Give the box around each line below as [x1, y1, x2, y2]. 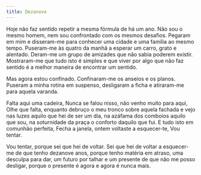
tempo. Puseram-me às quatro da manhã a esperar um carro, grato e [6, 44, 177, 52]
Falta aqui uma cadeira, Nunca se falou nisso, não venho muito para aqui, [6, 99, 188, 107]
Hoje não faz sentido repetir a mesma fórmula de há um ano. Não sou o [6, 25, 183, 32]
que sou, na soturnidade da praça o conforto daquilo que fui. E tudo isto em [6, 118, 194, 126]
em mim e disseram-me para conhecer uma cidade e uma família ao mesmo [6, 38, 194, 45]
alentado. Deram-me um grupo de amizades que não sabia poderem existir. [6, 50, 193, 58]
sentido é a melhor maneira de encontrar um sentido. [6, 64, 138, 71]
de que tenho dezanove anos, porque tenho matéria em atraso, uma [15, 149, 184, 156]
